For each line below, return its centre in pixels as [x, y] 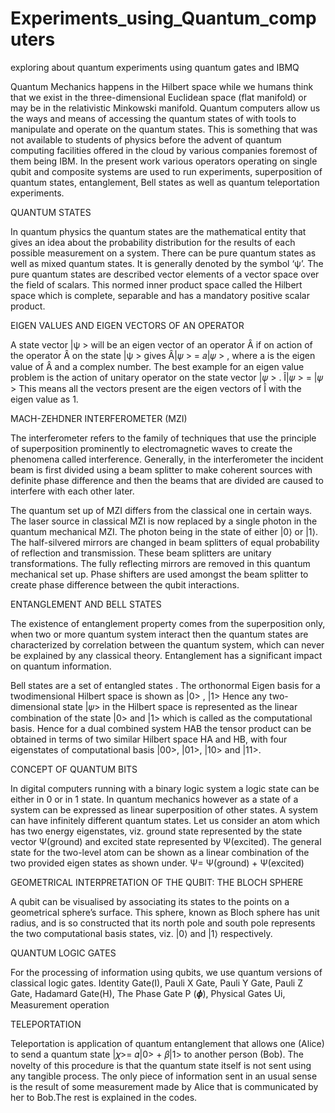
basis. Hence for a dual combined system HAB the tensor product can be [161, 728]
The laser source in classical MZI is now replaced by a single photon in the [164, 521]
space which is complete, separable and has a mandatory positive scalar [160, 295]
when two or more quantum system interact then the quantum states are [159, 634]
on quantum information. [61, 666]
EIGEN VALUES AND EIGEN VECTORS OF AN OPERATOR [127, 325]
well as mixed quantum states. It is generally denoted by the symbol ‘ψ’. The [167, 263]
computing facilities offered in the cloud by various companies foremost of [164, 150]
